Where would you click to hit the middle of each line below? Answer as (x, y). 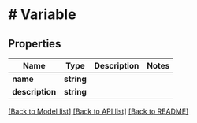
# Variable (42, 15)
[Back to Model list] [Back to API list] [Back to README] (98, 111)
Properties (35, 44)
